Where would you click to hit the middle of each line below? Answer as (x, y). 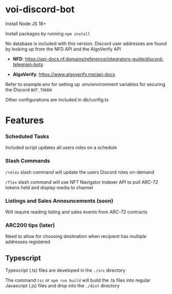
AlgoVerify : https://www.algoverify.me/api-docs (64, 74)
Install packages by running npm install (48, 33)
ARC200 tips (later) (30, 225)
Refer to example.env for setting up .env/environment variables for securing (85, 84)
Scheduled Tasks (27, 136)
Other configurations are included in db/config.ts (57, 100)
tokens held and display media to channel (49, 187)
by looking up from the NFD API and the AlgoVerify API (63, 49)
